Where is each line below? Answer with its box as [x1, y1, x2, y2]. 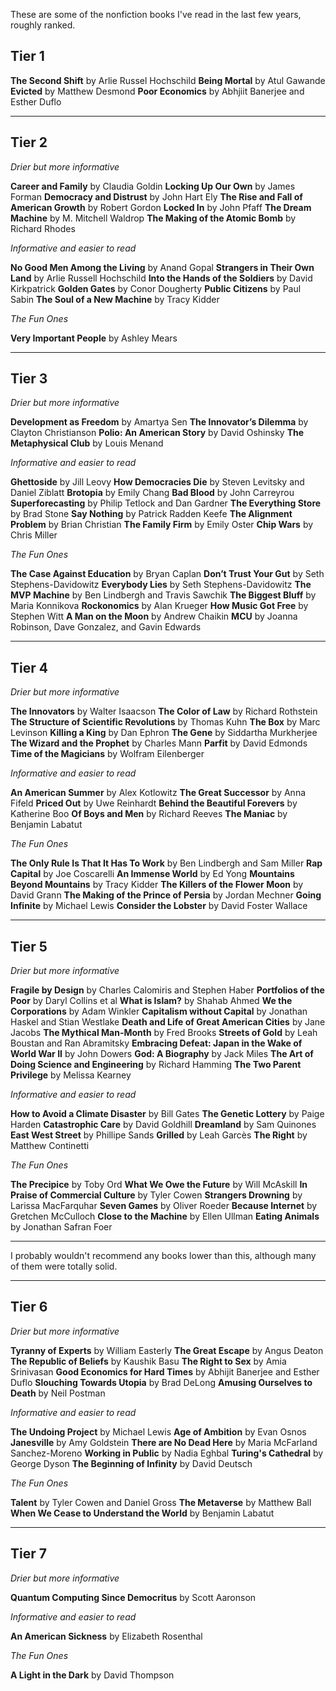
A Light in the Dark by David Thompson [10, 1669, 175, 1681]
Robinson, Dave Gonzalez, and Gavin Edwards [10, 621, 202, 633]
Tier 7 [10, 1545, 47, 1563]
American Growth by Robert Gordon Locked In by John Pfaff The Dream [10, 201, 312, 213]
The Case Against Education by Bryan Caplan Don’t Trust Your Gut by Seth [10, 568, 325, 580]
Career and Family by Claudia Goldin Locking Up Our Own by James [10, 180, 296, 192]
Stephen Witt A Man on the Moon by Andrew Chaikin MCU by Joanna [10, 610, 298, 623]
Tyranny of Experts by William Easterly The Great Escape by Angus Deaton [10, 1344, 324, 1356]
